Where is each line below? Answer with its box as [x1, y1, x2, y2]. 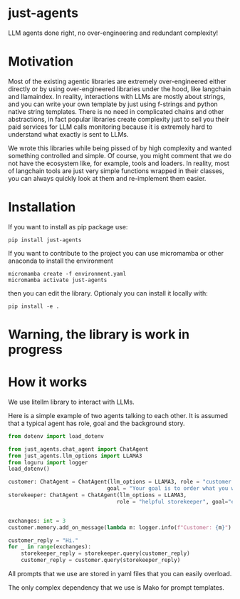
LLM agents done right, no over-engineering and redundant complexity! [8, 28, 219, 37]
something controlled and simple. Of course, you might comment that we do [8, 151, 232, 160]
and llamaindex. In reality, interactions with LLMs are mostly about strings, [8, 92, 226, 100]
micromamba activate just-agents [8, 276, 108, 283]
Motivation [8, 53, 74, 70]
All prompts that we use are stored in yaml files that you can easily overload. [8, 570, 232, 578]
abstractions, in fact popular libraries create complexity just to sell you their [8, 115, 229, 123]
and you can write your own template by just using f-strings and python [8, 100, 218, 108]
